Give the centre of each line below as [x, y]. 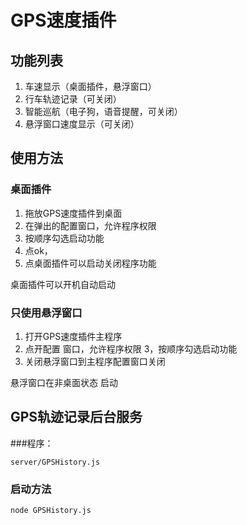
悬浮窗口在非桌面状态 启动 [64, 382]
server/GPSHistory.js [55, 462]
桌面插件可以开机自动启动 [63, 284]
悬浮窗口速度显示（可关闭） [82, 124]
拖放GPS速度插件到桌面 [73, 213]
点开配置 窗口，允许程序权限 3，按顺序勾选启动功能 [131, 348]
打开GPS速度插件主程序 [73, 336]
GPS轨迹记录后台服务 [76, 417]
